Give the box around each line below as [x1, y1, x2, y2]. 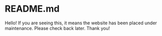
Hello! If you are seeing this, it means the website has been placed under [5, 20, 157, 26]
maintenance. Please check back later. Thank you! [5, 25, 110, 31]
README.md [5, 3, 60, 15]
